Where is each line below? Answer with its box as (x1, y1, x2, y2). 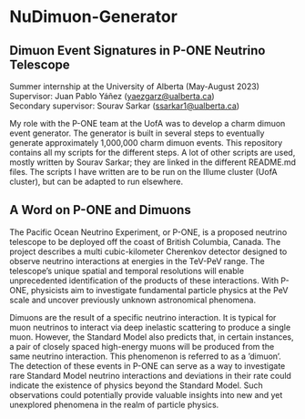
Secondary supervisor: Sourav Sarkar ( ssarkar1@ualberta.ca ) (9, 100, 239, 111)
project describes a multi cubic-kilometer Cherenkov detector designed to (9, 246, 288, 257)
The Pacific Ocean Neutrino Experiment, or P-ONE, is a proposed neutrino (9, 226, 288, 238)
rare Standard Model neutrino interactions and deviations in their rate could (9, 370, 291, 381)
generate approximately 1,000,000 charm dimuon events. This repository (9, 138, 283, 148)
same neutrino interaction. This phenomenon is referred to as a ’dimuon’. (9, 351, 282, 362)
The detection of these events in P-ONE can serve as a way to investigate (9, 360, 286, 371)
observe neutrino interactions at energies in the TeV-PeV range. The (9, 255, 266, 266)
